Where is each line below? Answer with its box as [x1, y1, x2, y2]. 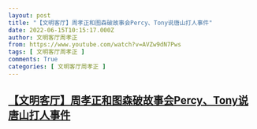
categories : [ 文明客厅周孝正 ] [8, 63, 106, 71]
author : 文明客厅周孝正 [8, 33, 78, 42]
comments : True [8, 56, 58, 64]
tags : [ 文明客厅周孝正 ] [8, 48, 85, 56]
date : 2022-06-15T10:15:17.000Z [8, 26, 114, 34]
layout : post [8, 11, 51, 20]
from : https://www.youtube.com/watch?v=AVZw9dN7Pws [8, 41, 181, 49]
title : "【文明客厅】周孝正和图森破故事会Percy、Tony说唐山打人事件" [8, 19, 213, 27]
